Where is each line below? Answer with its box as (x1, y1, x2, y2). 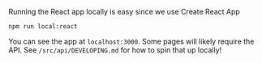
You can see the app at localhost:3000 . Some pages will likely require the (8, 36, 255, 46)
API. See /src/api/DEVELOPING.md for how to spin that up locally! (8, 45, 222, 55)
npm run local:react (8, 23, 79, 31)
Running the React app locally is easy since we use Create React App (8, 7, 241, 16)
